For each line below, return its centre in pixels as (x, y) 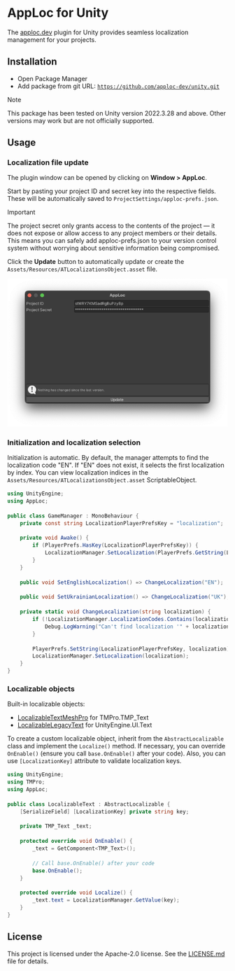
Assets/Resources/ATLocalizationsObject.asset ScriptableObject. (102, 480)
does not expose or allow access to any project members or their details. (112, 233)
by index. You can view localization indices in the (78, 473)
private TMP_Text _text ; (56, 826)
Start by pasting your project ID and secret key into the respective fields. (112, 191)
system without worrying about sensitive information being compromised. (114, 248)
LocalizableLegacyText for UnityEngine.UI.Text (85, 725)
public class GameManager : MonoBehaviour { (73, 516)
